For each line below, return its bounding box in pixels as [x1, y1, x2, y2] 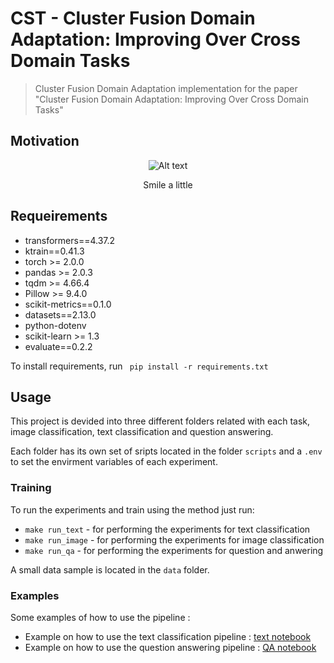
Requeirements [10, 208, 108, 225]
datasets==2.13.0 [24, 308, 97, 321]
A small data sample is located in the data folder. [10, 563, 210, 576]
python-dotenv [24, 319, 87, 331]
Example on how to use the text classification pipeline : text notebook [24, 630, 312, 642]
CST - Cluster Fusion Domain [10, 7, 256, 30]
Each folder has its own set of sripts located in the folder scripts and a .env [10, 445, 323, 457]
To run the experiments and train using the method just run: [10, 503, 255, 516]
